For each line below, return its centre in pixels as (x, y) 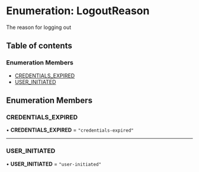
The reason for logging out (39, 27)
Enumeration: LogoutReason (78, 11)
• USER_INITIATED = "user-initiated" (54, 164)
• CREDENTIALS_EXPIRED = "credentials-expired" (70, 130)
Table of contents (39, 46)
